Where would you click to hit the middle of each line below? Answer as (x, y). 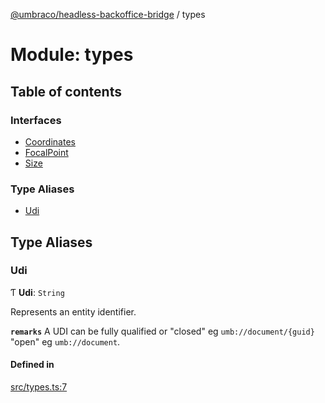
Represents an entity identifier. (73, 311)
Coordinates (50, 141)
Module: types (72, 55)
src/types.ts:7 (39, 387)
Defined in (32, 365)
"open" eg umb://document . (65, 341)
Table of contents (66, 91)
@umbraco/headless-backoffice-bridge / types (108, 14)
